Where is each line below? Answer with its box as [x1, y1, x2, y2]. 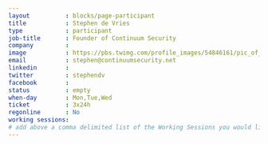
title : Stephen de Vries [8, 19, 130, 27]
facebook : [8, 78, 69, 86]
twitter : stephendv [8, 71, 105, 79]
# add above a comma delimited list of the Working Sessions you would [8, 123, 251, 131]
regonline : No [8, 109, 81, 117]
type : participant [8, 26, 112, 34]
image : [8, 49, 69, 57]
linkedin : [8, 64, 69, 72]
